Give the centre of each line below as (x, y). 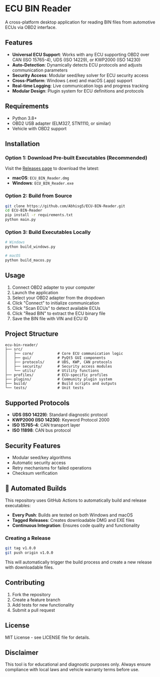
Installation (22, 144)
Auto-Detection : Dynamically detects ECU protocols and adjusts (77, 65)
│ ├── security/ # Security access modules (59, 367)
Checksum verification (35, 473)
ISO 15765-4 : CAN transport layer (46, 425)
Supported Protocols (37, 403)
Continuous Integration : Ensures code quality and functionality (76, 525)
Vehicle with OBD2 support (39, 128)
